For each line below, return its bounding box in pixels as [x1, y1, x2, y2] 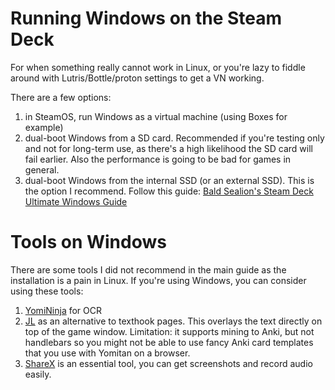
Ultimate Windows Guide [24, 195, 128, 207]
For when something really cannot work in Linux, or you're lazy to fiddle [10, 61, 306, 73]
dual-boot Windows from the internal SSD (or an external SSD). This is [24, 174, 315, 186]
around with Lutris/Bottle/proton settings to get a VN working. [10, 72, 265, 84]
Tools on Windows [10, 231, 167, 254]
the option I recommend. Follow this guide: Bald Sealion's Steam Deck [24, 185, 314, 197]
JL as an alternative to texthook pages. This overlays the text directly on [24, 315, 323, 327]
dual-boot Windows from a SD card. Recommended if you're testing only [24, 132, 325, 144]
